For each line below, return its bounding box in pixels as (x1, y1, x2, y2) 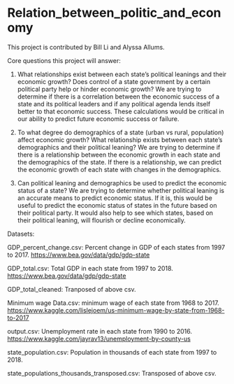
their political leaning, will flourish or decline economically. (17, 215, 187, 225)
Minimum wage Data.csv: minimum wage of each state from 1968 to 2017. (7, 299, 220, 307)
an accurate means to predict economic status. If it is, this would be (17, 194, 213, 202)
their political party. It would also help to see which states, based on (17, 208, 214, 217)
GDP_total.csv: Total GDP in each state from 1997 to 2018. (7, 264, 173, 272)
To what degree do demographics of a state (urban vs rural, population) (17, 128, 224, 136)
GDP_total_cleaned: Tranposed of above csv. (7, 285, 136, 293)
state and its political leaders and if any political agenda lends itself (17, 99, 211, 108)
